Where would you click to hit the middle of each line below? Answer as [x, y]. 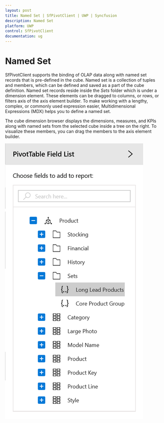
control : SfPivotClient [29, 31]
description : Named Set [29, 21]
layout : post [18, 10]
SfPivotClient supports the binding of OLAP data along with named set [76, 75]
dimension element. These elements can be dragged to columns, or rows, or [82, 95]
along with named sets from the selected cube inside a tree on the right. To [81, 126]
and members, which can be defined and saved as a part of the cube [75, 85]
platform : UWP [20, 26]
